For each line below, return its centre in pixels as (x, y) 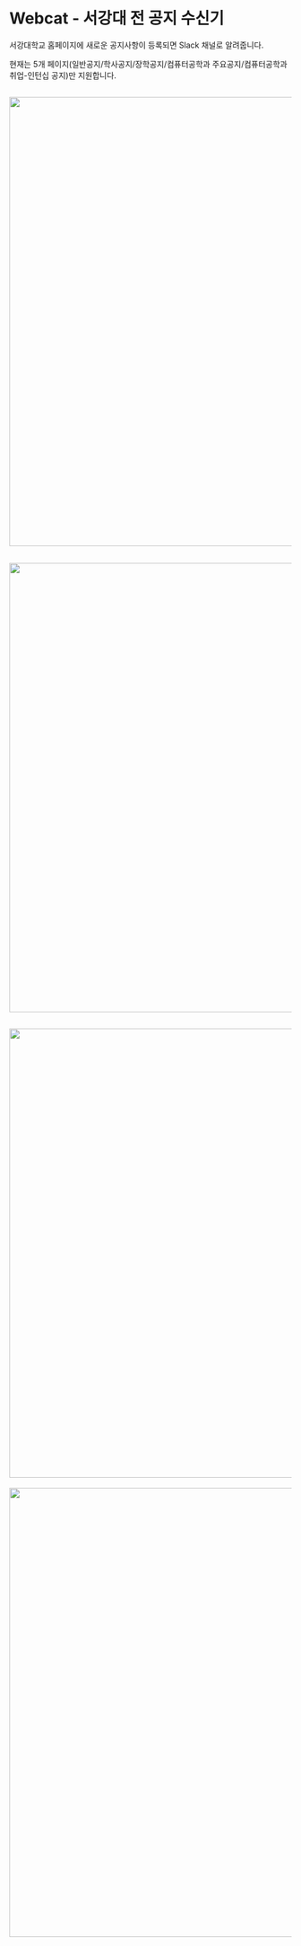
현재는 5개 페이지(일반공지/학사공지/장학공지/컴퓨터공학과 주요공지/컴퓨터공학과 (149, 64)
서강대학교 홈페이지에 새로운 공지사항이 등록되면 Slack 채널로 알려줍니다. (137, 45)
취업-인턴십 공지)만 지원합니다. (63, 75)
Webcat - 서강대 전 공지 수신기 (117, 18)
